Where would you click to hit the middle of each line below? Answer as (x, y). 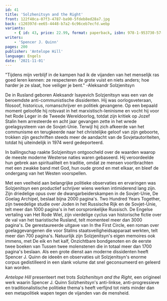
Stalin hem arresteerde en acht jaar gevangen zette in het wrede (71, 121)
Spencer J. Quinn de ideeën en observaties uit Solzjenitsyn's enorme (76, 257)
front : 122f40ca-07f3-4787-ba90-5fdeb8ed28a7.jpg (58, 19)
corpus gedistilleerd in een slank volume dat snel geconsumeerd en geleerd (83, 262)
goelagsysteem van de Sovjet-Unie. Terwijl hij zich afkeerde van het (75, 127)
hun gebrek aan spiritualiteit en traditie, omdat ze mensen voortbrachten (79, 163)
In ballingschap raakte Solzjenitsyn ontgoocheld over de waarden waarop (80, 152)
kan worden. (18, 268)
